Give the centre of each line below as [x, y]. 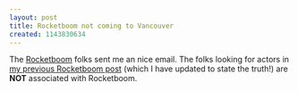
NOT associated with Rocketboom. [73, 79]
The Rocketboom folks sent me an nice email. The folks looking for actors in [149, 60]
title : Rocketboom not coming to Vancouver [92, 26]
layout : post [34, 17]
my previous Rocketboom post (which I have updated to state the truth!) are [149, 69]
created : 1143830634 [48, 34]
